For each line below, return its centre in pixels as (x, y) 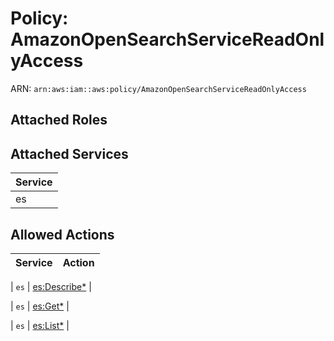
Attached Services (69, 153)
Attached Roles (59, 120)
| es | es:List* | (40, 325)
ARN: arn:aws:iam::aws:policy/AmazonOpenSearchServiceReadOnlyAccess (158, 88)
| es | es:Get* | (40, 306)
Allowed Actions (62, 234)
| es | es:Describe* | (51, 286)
